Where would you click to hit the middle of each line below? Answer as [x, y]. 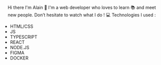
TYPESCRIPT [24, 37]
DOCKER [19, 58]
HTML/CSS [22, 26]
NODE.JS [20, 47]
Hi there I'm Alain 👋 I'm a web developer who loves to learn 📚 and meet [82, 7]
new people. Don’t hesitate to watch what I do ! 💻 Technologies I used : [82, 15]
